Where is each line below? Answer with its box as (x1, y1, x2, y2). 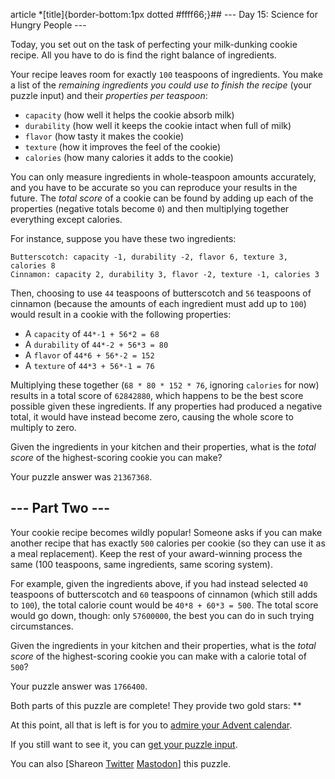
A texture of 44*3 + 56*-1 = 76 (24, 360, 155, 371)
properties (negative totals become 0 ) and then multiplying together (10, 203, 290, 214)
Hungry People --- (10, 19, 87, 31)
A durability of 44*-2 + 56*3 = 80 (24, 339, 169, 350)
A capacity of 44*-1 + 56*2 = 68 (24, 328, 160, 339)
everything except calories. (10, 214, 123, 225)
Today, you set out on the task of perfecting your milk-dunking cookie (10, 39, 298, 50)
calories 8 (10, 261, 56, 271)
